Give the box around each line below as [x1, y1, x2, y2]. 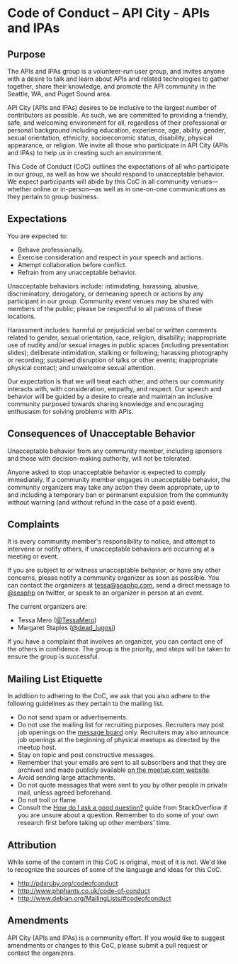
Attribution [7, 839, 57, 851]
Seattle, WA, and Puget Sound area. [7, 90, 112, 98]
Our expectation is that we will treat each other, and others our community [7, 377, 225, 386]
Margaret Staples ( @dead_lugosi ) [17, 624, 115, 632]
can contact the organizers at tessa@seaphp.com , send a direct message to [7, 581, 230, 590]
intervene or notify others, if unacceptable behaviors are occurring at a [7, 544, 215, 554]
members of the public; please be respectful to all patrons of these [7, 304, 203, 313]
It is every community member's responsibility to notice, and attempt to [7, 537, 216, 546]
